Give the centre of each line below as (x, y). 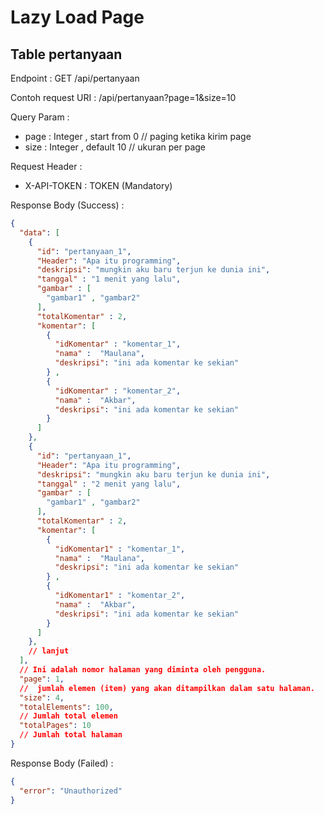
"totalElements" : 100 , (66, 707)
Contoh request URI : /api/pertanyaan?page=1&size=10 (123, 97)
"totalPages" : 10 (55, 726)
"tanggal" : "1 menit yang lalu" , (109, 279)
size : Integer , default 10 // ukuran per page (115, 147)
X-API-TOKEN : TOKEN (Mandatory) (98, 185)
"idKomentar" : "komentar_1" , (118, 344)
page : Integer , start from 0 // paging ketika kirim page (138, 136)
